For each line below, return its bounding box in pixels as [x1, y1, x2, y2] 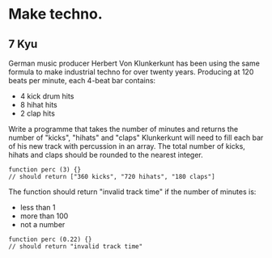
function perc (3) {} [8, 166, 82, 174]
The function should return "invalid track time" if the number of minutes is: [8, 187, 257, 197]
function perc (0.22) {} [8, 235, 92, 243]
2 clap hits [19, 108, 55, 118]
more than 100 [19, 211, 69, 221]
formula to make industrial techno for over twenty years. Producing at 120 [8, 67, 254, 77]
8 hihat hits [19, 100, 58, 109]
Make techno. [8, 5, 103, 23]
